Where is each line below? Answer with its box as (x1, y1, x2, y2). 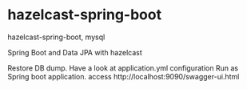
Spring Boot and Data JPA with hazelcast (7, 47, 142, 57)
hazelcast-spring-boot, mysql (7, 32, 106, 42)
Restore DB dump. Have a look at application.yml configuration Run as (7, 63, 239, 73)
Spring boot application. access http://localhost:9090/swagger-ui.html (7, 71, 240, 81)
